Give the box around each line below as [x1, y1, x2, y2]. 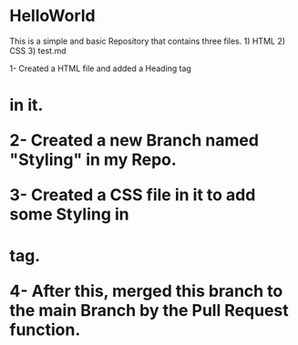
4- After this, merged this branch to [9, 281, 283, 301]
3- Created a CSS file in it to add [9, 185, 256, 206]
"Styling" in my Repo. [9, 149, 178, 170]
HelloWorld [9, 5, 96, 26]
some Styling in [9, 204, 129, 225]
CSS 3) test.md [9, 45, 67, 56]
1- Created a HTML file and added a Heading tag [9, 63, 191, 74]
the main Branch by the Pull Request [9, 300, 289, 321]
